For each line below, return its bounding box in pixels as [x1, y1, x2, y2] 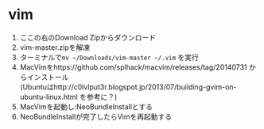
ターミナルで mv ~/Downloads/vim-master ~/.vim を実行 [19, 52, 199, 62]
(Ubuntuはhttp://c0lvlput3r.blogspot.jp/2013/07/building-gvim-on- [19, 82, 237, 92]
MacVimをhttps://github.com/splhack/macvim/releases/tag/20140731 [19, 62, 248, 72]
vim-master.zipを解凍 [19, 42, 91, 52]
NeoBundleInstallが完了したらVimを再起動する [19, 112, 173, 121]
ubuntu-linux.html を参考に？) [19, 92, 118, 101]
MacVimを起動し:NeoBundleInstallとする [19, 101, 153, 112]
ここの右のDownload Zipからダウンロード [19, 32, 157, 42]
